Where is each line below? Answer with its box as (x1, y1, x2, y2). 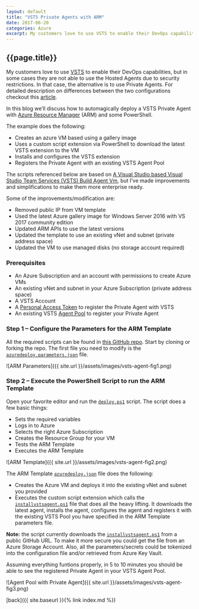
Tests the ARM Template (14, 440, 75, 447)
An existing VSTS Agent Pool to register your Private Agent (14, 310, 159, 317)
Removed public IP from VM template (14, 206, 106, 213)
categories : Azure (6, 25, 52, 31)
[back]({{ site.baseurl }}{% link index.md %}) (6, 596, 116, 604)
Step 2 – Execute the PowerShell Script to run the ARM (6, 377, 165, 385)
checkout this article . (6, 93, 57, 101)
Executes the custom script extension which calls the (14, 494, 145, 501)
